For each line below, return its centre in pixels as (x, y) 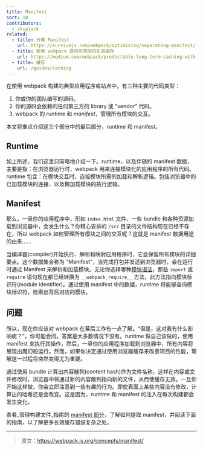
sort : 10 (17, 18)
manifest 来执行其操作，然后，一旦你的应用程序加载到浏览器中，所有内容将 (100, 343)
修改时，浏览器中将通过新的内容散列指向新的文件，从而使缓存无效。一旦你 (104, 379)
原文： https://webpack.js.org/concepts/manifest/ (82, 440)
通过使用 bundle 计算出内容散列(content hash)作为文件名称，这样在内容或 (98, 371)
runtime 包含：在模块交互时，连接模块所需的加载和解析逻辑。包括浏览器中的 (101, 176)
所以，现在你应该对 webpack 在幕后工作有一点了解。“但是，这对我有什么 (97, 328)
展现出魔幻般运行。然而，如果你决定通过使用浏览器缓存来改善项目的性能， (99, 351)
